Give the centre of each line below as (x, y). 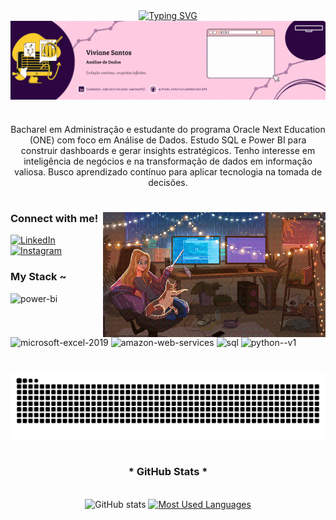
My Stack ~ (38, 277)
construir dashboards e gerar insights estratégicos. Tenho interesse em (168, 150)
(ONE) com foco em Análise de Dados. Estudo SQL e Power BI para (168, 140)
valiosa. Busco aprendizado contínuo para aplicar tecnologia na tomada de (168, 171)
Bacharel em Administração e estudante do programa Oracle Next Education (168, 129)
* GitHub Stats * (168, 472)
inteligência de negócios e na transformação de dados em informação (168, 161)
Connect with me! (54, 218)
